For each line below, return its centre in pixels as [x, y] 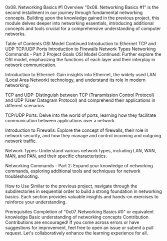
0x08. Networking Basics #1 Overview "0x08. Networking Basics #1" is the [82, 7]
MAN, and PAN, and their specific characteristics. [56, 156]
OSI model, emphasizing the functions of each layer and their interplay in [80, 59]
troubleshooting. [22, 176]
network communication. [31, 65]
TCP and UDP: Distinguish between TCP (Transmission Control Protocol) [80, 95]
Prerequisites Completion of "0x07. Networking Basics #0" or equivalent [79, 212]
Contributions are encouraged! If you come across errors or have [72, 222]
